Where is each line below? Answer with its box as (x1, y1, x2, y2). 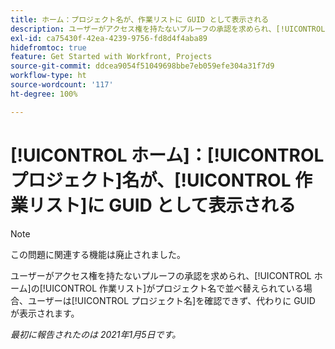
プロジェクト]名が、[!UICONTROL (10, 169, 292, 191)
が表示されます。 (10, 307, 80, 319)
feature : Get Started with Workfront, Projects (10, 52, 213, 62)
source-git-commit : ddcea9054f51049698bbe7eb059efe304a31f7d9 (10, 61, 275, 71)
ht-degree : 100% (10, 89, 78, 99)
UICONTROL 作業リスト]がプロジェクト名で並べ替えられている (44, 282, 304, 294)
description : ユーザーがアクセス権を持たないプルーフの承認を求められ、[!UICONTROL (10, 24, 326, 34)
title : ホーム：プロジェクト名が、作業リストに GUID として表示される (10, 14, 270, 25)
